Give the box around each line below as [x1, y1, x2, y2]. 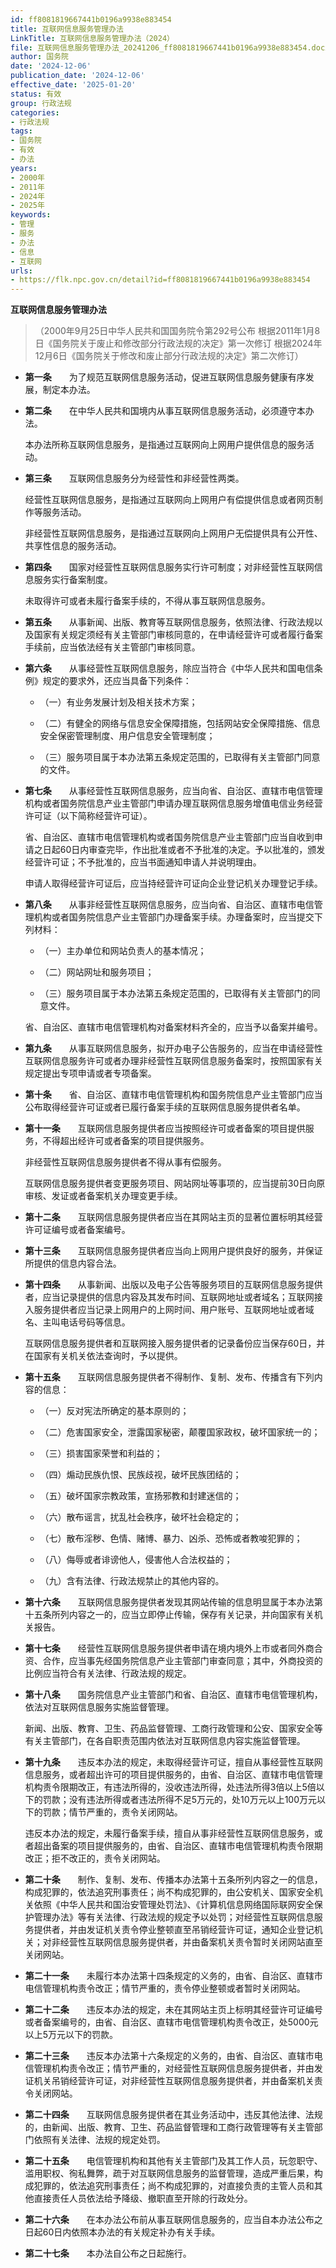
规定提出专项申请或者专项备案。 [24, 1067, 157, 1080]
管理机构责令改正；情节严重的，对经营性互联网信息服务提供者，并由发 [33, 2062, 323, 2075]
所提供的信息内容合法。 [24, 1257, 122, 1270]
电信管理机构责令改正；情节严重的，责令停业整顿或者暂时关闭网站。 [24, 1982, 306, 1995]
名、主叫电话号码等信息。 [24, 1316, 131, 1328]
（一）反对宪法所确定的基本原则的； [39, 1405, 190, 1417]
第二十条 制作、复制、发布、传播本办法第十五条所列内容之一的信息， [24, 1874, 323, 1886]
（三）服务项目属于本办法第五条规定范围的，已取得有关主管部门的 [39, 987, 312, 1000]
